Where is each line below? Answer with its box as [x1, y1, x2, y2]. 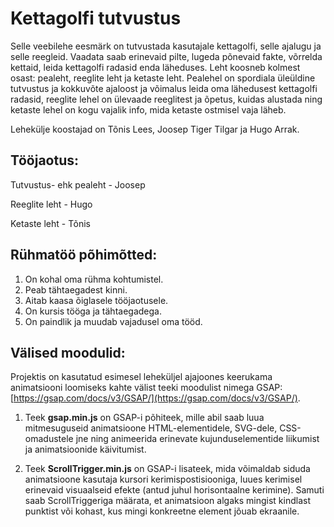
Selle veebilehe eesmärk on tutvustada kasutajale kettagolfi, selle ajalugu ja [10, 40, 322, 52]
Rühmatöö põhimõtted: [10, 247, 158, 264]
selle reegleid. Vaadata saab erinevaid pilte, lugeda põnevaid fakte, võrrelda [10, 50, 323, 62]
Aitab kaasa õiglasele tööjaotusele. [24, 294, 169, 306]
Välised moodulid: [10, 344, 126, 361]
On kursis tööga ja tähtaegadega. [24, 305, 162, 317]
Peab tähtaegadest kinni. [24, 283, 128, 296]
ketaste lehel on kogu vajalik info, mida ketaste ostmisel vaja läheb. [10, 103, 287, 116]
